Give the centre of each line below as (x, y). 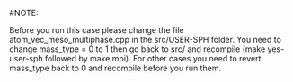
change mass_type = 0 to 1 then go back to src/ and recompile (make (138, 49)
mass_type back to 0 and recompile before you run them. (115, 68)
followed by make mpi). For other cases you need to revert (153, 58)
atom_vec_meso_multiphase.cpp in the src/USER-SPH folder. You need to (145, 40)
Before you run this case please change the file (97, 30)
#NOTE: (24, 13)
